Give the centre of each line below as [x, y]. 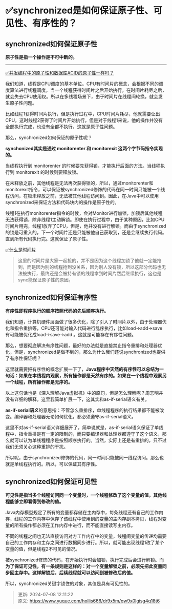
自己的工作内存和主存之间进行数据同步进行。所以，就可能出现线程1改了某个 [85, 542]
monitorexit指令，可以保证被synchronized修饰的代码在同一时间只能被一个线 [85, 189]
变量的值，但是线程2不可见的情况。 [43, 549]
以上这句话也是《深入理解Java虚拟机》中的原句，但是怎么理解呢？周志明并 [84, 393]
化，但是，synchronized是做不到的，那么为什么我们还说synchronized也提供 [85, 352]
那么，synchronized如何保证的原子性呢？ [49, 137]
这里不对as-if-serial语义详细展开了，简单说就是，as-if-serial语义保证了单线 [84, 427]
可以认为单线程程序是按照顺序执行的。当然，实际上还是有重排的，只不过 [90, 440]
